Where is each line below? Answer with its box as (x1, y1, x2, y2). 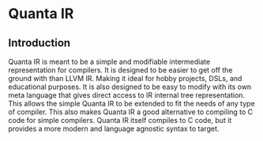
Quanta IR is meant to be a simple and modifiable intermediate (8, 57, 211, 66)
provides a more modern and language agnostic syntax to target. (8, 124, 220, 133)
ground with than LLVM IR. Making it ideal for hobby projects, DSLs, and (8, 74, 242, 83)
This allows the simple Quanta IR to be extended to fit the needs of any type (8, 99, 255, 108)
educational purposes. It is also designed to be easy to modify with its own (8, 82, 252, 91)
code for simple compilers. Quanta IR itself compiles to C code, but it (8, 116, 232, 124)
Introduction (8, 36, 71, 50)
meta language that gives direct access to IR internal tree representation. (8, 91, 246, 99)
